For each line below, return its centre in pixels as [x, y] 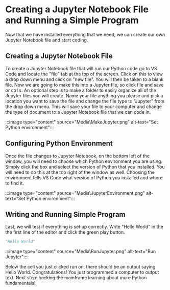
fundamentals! [20, 283]
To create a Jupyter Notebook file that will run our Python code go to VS [81, 68]
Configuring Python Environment [59, 144]
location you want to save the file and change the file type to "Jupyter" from [85, 101]
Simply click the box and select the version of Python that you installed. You [85, 167]
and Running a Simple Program [72, 20]
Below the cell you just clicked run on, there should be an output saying [80, 267]
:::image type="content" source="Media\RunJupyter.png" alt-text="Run [81, 252]
